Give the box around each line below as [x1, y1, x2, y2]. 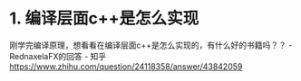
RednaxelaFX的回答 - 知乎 [9, 50, 107, 61]
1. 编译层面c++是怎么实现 [9, 8, 199, 29]
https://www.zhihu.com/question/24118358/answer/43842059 [9, 60, 243, 72]
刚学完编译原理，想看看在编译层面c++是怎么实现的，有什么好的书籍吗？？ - [9, 40, 293, 50]
